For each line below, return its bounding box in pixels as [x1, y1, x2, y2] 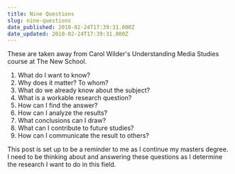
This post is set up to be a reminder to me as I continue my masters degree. [7, 145, 229, 153]
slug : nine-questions [7, 17, 72, 24]
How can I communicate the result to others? [17, 131, 149, 140]
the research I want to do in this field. [7, 161, 116, 169]
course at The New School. [7, 58, 87, 66]
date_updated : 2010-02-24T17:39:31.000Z [7, 30, 129, 38]
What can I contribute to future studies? [17, 124, 134, 132]
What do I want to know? [17, 71, 91, 80]
